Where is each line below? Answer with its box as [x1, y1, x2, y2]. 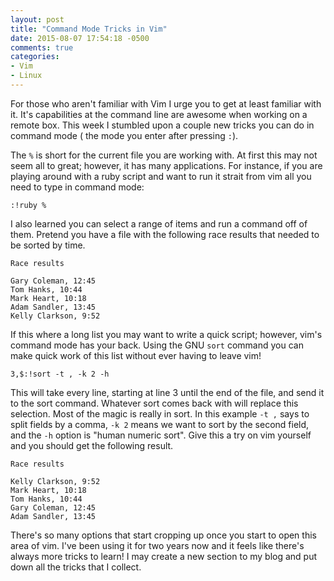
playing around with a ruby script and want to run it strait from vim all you [10, 170, 312, 182]
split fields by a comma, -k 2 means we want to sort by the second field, [10, 418, 310, 430]
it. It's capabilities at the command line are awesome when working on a [10, 108, 308, 120]
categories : [10, 52, 60, 62]
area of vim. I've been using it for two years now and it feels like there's [10, 539, 305, 551]
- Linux [10, 71, 43, 81]
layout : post [10, 14, 65, 25]
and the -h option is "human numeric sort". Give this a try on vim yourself [10, 429, 312, 441]
